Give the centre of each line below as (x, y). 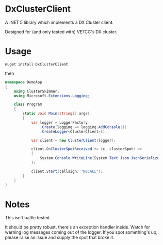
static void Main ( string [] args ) (56, 114)
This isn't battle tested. (28, 218)
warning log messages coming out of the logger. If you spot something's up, (81, 232)
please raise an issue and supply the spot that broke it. (60, 237)
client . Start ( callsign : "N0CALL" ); (67, 171)
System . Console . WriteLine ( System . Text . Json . (85, 158)
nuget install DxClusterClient (37, 64)
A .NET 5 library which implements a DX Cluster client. (59, 22)
